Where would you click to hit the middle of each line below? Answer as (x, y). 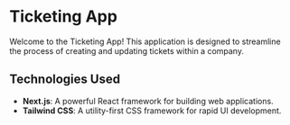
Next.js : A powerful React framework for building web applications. (148, 101)
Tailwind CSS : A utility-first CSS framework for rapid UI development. (152, 111)
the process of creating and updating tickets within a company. (126, 50)
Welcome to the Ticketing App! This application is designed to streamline (145, 41)
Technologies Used (65, 80)
